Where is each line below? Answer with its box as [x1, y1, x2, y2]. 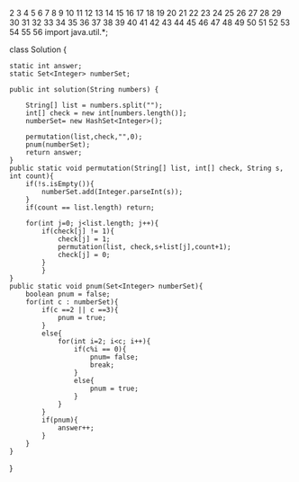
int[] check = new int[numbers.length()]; [25, 109, 187, 118]
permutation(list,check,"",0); [25, 132, 143, 141]
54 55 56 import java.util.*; [9, 27, 109, 37]
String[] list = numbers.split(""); [25, 101, 164, 110]
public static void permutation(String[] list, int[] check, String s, [9, 164, 284, 173]
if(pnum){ [41, 415, 78, 424]
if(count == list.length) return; [25, 203, 155, 212]
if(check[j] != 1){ [41, 227, 115, 236]
